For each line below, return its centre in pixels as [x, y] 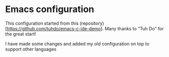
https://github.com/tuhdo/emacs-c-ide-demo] [55, 28]
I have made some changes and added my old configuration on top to [77, 43]
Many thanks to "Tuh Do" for [135, 28]
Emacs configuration [50, 9]
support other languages [31, 49]
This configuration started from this [42, 23]
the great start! [21, 34]
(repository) [92, 23]
